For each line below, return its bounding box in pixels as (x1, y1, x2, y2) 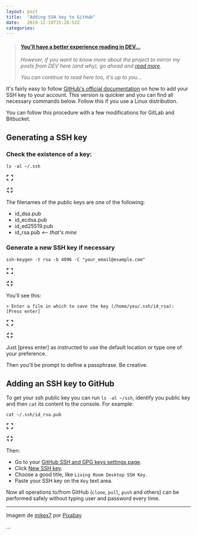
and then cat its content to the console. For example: (6, 400, 134, 407)
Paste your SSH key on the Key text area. (14, 477, 113, 484)
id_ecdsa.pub (14, 216, 47, 223)
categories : (6, 25, 35, 31)
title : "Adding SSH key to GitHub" (6, 14, 96, 20)
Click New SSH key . (14, 465, 63, 472)
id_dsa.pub (14, 210, 42, 218)
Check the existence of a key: (6, 150, 93, 158)
